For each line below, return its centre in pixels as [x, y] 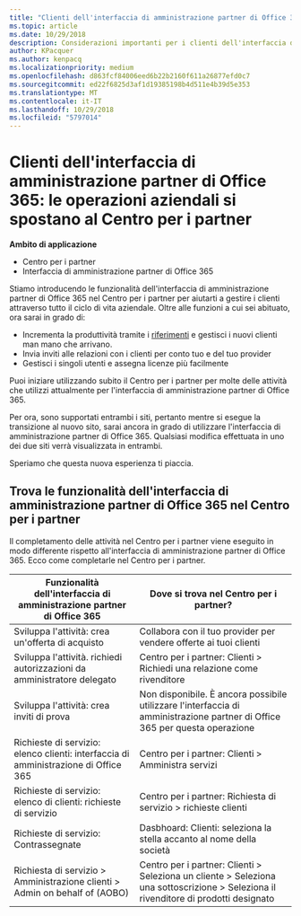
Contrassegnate [47, 844]
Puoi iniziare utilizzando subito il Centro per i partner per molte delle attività [148, 381]
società [155, 850]
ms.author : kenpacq [46, 59]
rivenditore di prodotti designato [207, 898]
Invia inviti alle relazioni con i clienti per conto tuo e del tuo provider [146, 354]
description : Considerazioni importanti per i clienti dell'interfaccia [148, 43]
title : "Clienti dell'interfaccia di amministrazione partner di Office [148, 18]
